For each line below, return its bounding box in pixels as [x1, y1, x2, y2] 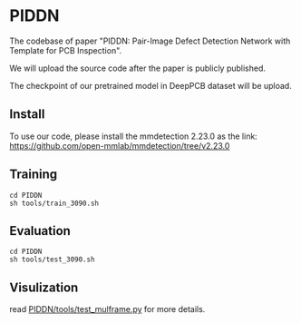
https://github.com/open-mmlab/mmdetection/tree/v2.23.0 [9, 140, 230, 151]
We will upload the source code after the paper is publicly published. [9, 63, 266, 73]
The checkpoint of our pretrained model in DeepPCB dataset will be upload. [9, 80, 292, 91]
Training [9, 167, 58, 182]
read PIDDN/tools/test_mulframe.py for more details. [9, 304, 206, 315]
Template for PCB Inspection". [9, 44, 122, 55]
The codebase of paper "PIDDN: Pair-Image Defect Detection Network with [9, 35, 291, 46]
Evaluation [9, 223, 71, 239]
